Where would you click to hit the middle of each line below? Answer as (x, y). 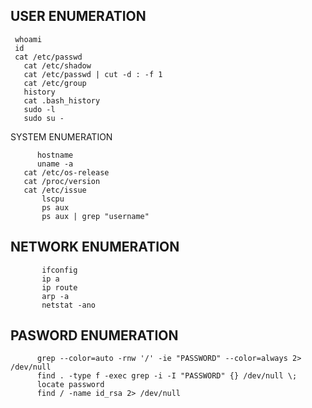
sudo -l (39, 109)
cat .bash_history (62, 100)
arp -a (55, 296)
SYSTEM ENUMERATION (61, 136)
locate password (70, 385)
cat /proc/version (62, 181)
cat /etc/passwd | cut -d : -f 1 (93, 74)
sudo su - (44, 118)
